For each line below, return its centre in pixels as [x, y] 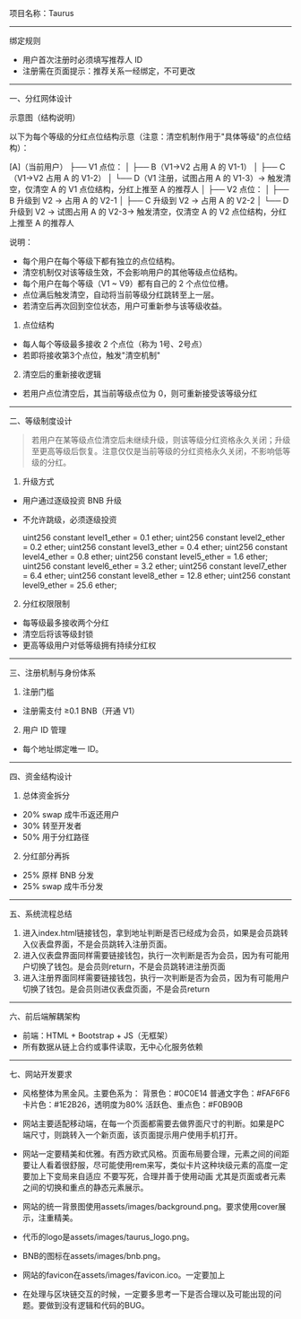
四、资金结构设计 [41, 776]
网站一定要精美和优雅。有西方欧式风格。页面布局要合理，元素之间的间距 [155, 1154]
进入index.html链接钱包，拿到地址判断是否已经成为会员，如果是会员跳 [151, 933]
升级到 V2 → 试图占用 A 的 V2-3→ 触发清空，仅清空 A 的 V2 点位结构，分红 [148, 212]
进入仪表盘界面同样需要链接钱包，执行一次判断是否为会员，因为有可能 [152, 955]
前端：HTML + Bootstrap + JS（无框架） [97, 1035]
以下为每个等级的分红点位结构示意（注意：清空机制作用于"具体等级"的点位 [146, 136]
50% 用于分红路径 [56, 837]
